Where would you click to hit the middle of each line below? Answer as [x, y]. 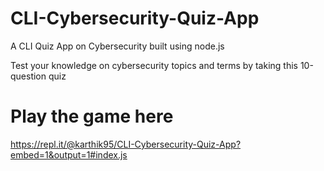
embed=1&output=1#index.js [69, 154]
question [28, 76]
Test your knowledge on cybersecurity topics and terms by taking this [154, 65]
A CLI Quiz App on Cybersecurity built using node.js [117, 46]
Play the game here [92, 116]
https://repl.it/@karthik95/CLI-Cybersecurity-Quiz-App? [126, 144]
